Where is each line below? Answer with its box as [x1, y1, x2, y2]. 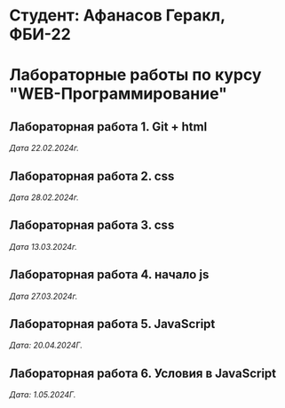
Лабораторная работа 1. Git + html [9, 119, 208, 134]
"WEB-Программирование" [9, 84, 228, 104]
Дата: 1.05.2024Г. [9, 389, 76, 400]
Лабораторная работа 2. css [9, 168, 175, 183]
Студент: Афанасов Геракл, [9, 5, 226, 26]
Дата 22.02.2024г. [9, 143, 80, 154]
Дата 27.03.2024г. [9, 291, 78, 301]
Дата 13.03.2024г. [9, 241, 78, 252]
